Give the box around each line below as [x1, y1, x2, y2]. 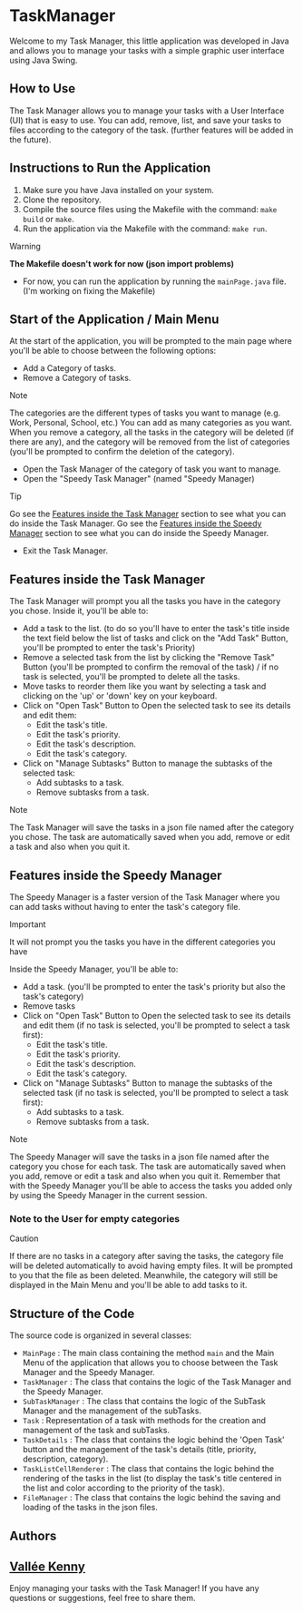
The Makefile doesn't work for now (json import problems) [9, 258, 234, 269]
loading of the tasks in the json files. [22, 1502, 159, 1513]
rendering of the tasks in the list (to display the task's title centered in [22, 1473, 282, 1484]
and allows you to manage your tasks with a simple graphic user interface [9, 44, 285, 55]
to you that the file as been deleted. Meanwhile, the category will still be [9, 1270, 279, 1281]
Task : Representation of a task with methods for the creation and [22, 1415, 266, 1426]
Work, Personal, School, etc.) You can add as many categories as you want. [9, 417, 293, 428]
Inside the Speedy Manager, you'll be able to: [9, 963, 179, 974]
